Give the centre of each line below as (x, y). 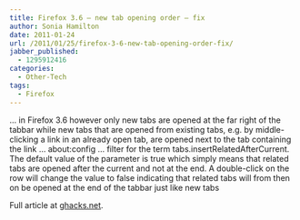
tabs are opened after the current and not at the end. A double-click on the (150, 168)
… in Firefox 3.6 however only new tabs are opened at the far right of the (145, 120)
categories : (32, 69)
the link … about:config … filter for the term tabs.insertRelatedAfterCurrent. (150, 149)
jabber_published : (44, 52)
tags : (20, 85)
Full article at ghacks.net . (56, 205)
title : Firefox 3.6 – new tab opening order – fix (107, 18)
